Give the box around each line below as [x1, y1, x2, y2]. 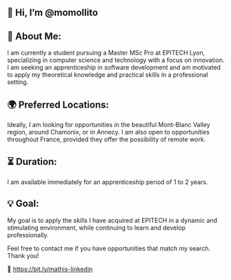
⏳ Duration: [7, 156, 57, 168]
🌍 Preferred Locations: [7, 99, 109, 110]
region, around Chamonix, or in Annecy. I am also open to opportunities [7, 128, 210, 137]
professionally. [7, 230, 49, 239]
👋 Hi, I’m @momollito [7, 7, 99, 19]
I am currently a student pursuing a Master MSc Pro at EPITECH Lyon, [7, 49, 205, 57]
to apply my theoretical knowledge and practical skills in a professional [7, 70, 208, 79]
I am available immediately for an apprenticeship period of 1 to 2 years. [7, 177, 208, 186]
